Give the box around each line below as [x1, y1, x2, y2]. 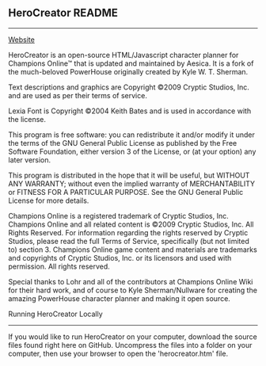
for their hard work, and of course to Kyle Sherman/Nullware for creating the [8, 285, 257, 295]
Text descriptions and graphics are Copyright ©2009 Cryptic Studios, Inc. [8, 82, 249, 92]
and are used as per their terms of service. [8, 90, 148, 100]
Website [8, 35, 36, 44]
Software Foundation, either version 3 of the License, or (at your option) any [8, 147, 256, 156]
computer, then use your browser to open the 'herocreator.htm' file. [8, 349, 228, 358]
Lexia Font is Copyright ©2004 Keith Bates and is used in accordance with [8, 106, 252, 116]
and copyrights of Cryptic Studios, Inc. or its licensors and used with [8, 253, 232, 262]
